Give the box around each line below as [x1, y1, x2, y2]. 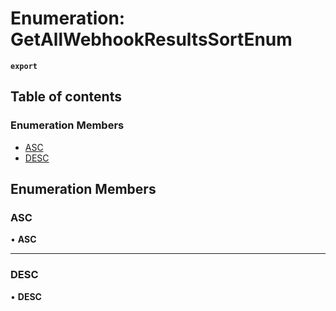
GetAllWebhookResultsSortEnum [10, 28, 293, 51]
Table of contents [10, 88, 122, 106]
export [10, 61, 38, 71]
